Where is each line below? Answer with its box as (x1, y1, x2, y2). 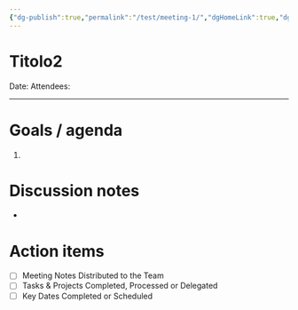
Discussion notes (9, 180, 140, 201)
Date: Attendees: (9, 81, 71, 91)
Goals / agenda (9, 120, 123, 140)
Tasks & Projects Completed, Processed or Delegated (21, 281, 218, 291)
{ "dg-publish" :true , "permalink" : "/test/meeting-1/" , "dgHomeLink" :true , (9, 12, 279, 22)
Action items (9, 241, 105, 261)
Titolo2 (9, 51, 63, 71)
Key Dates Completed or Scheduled (21, 290, 153, 301)
